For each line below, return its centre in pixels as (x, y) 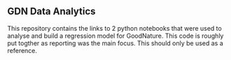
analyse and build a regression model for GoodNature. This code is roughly (115, 36)
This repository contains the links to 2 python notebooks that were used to (114, 28)
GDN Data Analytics (51, 12)
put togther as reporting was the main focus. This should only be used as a (115, 43)
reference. (22, 50)
